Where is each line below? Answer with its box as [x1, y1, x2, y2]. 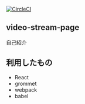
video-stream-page [6, 22, 80, 32]
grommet [14, 80, 37, 87]
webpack [14, 86, 37, 93]
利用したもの [6, 58, 53, 68]
